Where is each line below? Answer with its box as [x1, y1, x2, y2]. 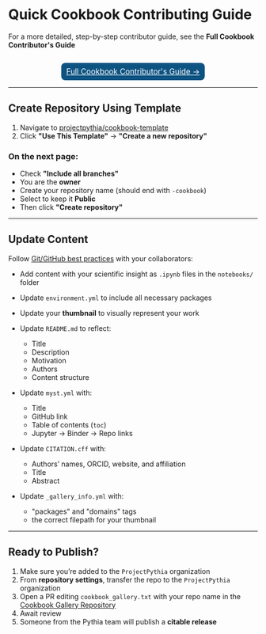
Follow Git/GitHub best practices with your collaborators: [8, 253, 194, 263]
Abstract [31, 476, 60, 485]
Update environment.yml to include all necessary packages [19, 293, 212, 302]
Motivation [31, 355, 66, 365]
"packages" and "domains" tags [31, 507, 137, 516]
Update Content [8, 233, 89, 246]
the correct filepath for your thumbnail [31, 514, 157, 524]
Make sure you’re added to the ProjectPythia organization [19, 566, 211, 575]
